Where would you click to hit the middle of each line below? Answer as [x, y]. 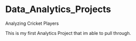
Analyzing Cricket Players [32, 23]
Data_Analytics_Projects [58, 9]
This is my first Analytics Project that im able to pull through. [68, 33]
